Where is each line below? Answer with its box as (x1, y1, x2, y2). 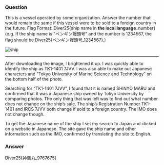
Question (5, 4, 28, 11)
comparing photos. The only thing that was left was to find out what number (5, 96, 158, 102)
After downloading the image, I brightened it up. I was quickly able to (5, 61, 143, 66)
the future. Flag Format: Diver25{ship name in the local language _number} (5, 25, 156, 31)
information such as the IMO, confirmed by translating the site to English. (5, 131, 152, 137)
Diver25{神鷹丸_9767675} (5, 155, 57, 161)
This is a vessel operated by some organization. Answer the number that (5, 15, 151, 21)
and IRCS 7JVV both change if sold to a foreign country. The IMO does (15, 106, 157, 112)
